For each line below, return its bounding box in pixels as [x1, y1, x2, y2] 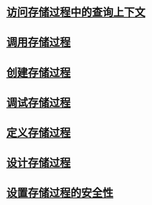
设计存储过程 [6, 156, 71, 170]
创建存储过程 [6, 66, 71, 80]
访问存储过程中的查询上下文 [6, 5, 146, 19]
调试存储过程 [6, 96, 71, 109]
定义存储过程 [6, 126, 71, 140]
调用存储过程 [6, 36, 71, 49]
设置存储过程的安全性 [6, 186, 114, 200]
